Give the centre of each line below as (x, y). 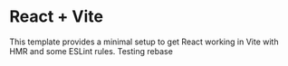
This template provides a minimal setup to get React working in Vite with (144, 42)
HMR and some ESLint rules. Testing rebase (91, 51)
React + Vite (57, 17)
